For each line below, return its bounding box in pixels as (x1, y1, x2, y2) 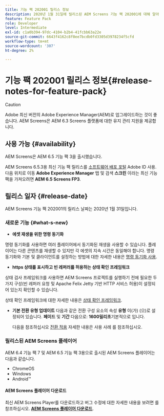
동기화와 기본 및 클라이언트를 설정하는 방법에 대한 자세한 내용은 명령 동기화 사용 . (5, 254, 158, 260)
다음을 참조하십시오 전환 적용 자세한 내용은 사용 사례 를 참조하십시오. (12, 324, 143, 330)
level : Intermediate (5, 25, 47, 30)
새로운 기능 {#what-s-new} (5, 219, 68, 226)
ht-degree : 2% (5, 48, 34, 53)
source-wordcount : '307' (5, 44, 56, 48)
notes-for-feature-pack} (5, 86, 107, 97)
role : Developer (5, 21, 38, 26)
